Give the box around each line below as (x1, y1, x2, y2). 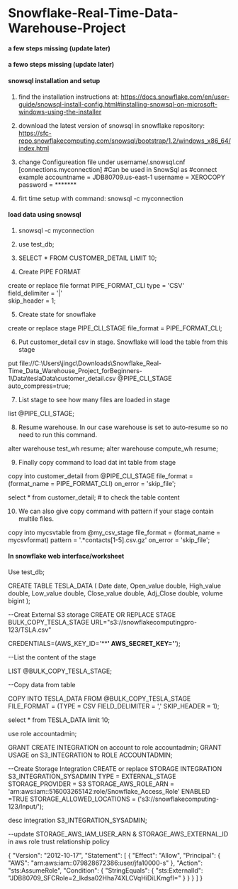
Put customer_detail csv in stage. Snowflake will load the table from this (18, 338, 229, 346)
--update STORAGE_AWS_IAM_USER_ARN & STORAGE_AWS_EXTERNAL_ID (8, 829, 229, 838)
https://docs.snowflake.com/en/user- (120, 92, 229, 101)
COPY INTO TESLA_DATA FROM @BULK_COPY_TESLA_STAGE (8, 694, 191, 703)
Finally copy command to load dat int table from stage (18, 458, 176, 466)
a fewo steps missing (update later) (8, 60, 115, 69)
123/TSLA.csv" (8, 625, 52, 634)
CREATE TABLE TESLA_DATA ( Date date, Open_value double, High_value (8, 581, 222, 590)
